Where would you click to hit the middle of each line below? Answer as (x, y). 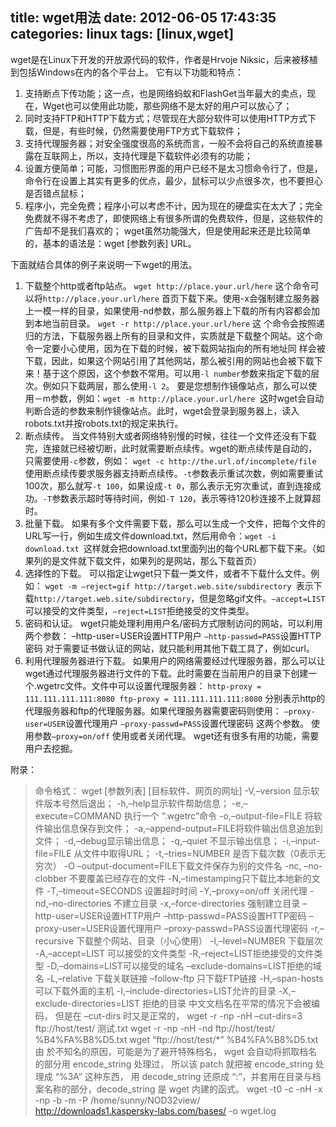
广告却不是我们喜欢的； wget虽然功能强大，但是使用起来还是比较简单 (168, 230)
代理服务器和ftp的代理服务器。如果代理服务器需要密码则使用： (153, 710)
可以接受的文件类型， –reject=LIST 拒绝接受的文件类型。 (139, 610)
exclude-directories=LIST (87, 1003)
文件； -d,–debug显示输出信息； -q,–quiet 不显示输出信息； (157, 840)
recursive (54, 940)
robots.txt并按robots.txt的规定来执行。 (104, 423)
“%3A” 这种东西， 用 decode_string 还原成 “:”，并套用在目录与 (183, 1076)
